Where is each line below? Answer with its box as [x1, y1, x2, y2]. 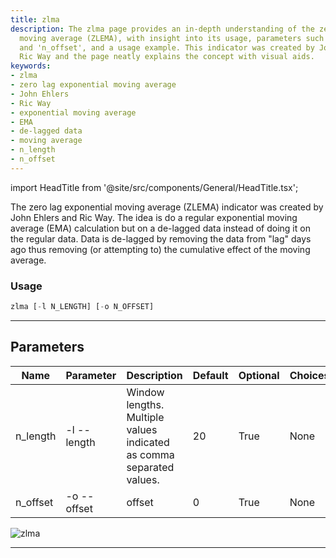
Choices [289, 368, 330, 382]
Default [192, 368, 229, 382]
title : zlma [10, 14, 60, 25]
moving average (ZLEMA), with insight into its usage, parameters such [19, 33, 325, 43]
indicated [126, 435, 170, 449]
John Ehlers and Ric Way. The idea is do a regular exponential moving [10, 211, 298, 223]
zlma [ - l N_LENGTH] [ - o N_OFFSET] [10, 302, 155, 312]
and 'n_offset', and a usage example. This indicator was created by [19, 42, 315, 53]
